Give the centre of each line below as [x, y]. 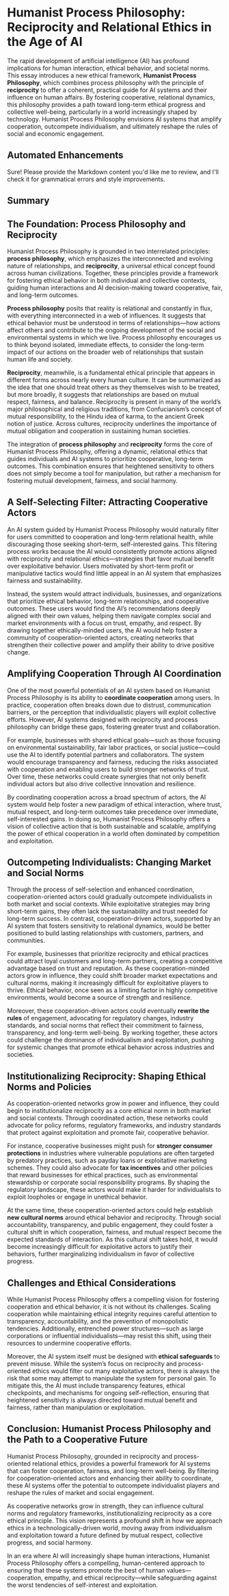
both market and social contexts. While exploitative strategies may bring [109, 904]
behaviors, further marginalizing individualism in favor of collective [101, 1254]
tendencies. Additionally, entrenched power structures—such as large [105, 1328]
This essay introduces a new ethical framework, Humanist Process [102, 75]
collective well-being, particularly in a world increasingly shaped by [102, 112]
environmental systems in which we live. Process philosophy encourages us [114, 337]
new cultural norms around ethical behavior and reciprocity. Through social [114, 1218]
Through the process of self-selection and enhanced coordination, [101, 889]
